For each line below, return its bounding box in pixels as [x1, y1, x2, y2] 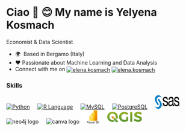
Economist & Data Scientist [6, 38, 73, 45]
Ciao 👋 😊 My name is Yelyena [6, 5, 158, 19]
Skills [6, 81, 23, 89]
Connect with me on [14, 65, 66, 72]
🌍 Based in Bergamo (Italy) [14, 50, 85, 57]
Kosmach [6, 18, 55, 32]
